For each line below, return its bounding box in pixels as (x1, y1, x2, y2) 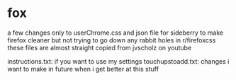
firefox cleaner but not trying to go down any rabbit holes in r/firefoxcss (7, 35, 216, 44)
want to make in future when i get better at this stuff (7, 64, 159, 73)
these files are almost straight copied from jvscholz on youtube (7, 43, 192, 52)
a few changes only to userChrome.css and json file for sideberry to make (7, 28, 224, 37)
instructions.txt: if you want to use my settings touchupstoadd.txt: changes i (7, 57, 230, 65)
